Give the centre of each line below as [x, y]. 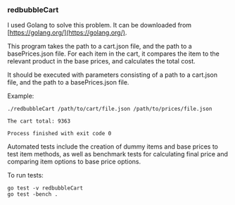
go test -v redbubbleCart [45, 188]
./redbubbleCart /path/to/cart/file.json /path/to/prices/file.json [110, 109]
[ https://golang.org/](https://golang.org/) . [67, 32]
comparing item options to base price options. [74, 162]
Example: [21, 96]
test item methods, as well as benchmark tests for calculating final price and [118, 154]
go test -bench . [33, 194]
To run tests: [25, 175]
